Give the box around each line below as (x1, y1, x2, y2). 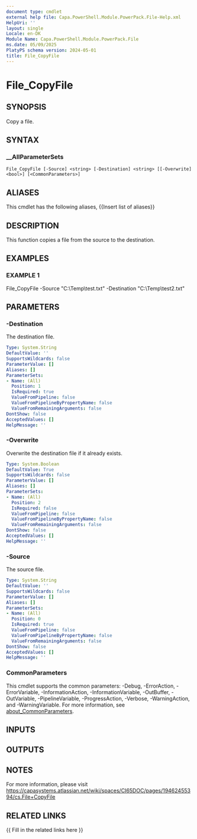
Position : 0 (11, 616, 41, 622)
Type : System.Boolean (6, 461, 60, 467)
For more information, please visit (6, 781, 88, 788)
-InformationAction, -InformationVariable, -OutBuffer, (41, 688, 170, 695)
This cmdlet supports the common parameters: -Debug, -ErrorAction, (6, 682, 176, 689)
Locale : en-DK (6, 31, 41, 37)
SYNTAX (6, 135, 40, 145)
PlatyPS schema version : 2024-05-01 (6, 48, 96, 53)
